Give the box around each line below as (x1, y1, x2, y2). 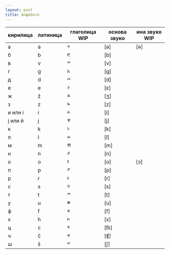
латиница (37, 31, 62, 38)
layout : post (5, 7, 33, 13)
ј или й (8, 117, 24, 124)
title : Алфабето (5, 12, 39, 17)
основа (108, 28, 127, 35)
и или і (8, 109, 24, 116)
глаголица (70, 28, 97, 35)
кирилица (8, 31, 33, 38)
